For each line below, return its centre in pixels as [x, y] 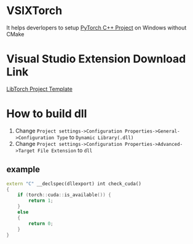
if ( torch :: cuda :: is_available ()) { [65, 195]
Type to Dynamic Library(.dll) [95, 137]
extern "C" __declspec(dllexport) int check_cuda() [74, 184]
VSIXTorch [34, 11]
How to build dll [47, 114]
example [23, 170]
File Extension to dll [65, 150]
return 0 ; [41, 223]
